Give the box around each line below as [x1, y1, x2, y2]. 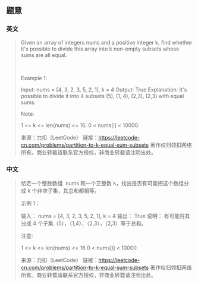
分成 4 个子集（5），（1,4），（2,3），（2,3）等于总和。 [20, 219, 147, 227]
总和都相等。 [68, 187, 100, 194]
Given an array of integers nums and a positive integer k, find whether [20, 39, 193, 46]
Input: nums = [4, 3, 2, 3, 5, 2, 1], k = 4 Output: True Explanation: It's [20, 86, 187, 93]
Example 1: [20, 74, 48, 81]
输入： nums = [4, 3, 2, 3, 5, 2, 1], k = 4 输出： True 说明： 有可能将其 [20, 212, 190, 219]
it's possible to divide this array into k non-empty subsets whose [20, 45, 180, 52]
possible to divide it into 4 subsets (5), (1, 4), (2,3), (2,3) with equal [20, 92, 184, 99]
